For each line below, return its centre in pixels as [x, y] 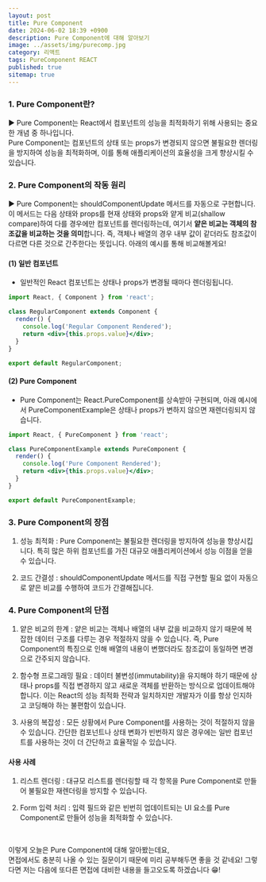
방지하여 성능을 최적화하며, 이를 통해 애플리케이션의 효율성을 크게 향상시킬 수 [135, 153]
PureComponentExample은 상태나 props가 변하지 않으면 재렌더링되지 [138, 409]
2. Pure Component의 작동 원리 [67, 185]
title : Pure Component [46, 23]
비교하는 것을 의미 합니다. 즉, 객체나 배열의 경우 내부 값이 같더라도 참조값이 [143, 234]
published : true [35, 68]
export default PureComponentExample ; [72, 500]
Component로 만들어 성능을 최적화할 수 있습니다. [96, 818]
